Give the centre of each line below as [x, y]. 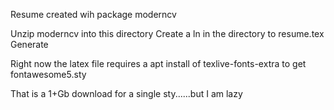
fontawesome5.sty [48, 74]
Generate [29, 44]
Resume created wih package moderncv [93, 14]
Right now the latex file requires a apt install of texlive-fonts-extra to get [158, 63]
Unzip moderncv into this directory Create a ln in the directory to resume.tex [167, 33]
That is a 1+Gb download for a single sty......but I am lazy [126, 93]
